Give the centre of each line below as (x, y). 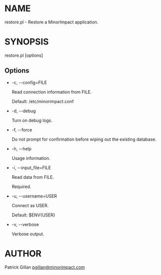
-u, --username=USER (34, 196)
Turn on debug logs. (32, 120)
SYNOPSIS (27, 42)
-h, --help (21, 148)
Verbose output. (28, 234)
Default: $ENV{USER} (33, 215)
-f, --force (22, 129)
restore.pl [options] (24, 55)
